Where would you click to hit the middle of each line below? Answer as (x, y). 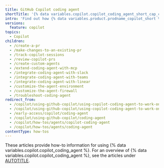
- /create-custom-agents (35, 64)
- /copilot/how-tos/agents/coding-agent (51, 127)
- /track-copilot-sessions (37, 55)
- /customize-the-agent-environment (47, 86)
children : (15, 41)
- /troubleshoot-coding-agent (40, 95)
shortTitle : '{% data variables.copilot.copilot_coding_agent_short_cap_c (83, 14)
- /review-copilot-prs (32, 59)
